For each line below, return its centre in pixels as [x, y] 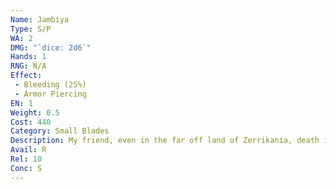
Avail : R [28, 150]
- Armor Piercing [50, 94]
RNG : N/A [28, 66]
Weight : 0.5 [35, 112]
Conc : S [26, 168]
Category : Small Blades [60, 131]
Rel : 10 [26, 159]
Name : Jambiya [40, 19]
